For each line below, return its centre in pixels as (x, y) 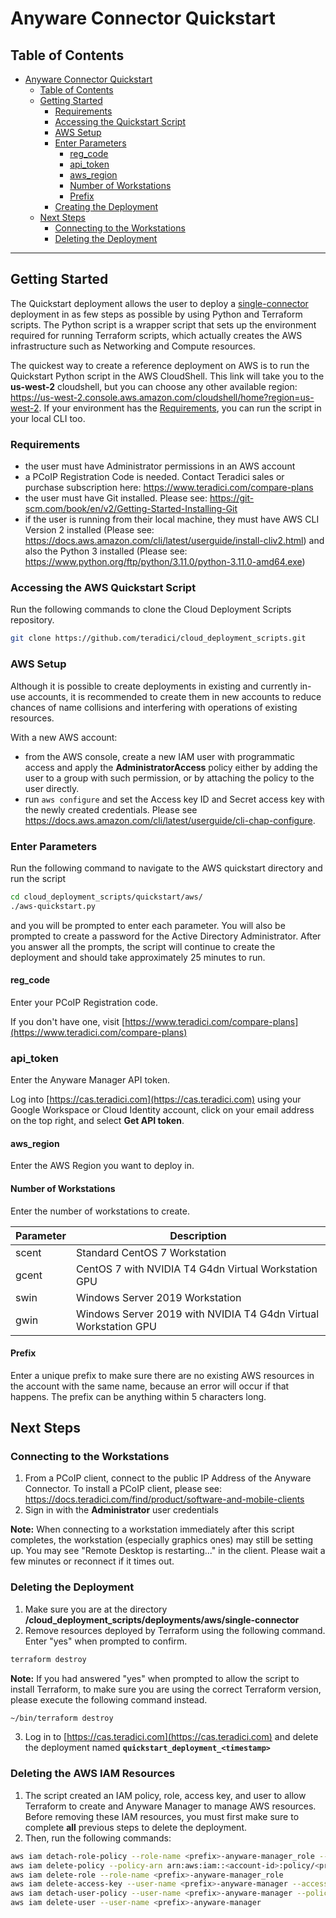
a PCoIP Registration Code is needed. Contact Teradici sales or (154, 477)
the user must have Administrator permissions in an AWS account (160, 466)
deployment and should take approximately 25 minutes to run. (138, 957)
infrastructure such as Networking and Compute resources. (133, 346)
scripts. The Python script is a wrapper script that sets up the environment (163, 324)
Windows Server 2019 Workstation (158, 1297)
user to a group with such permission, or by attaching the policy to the (169, 778)
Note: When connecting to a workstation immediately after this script (152, 1529)
